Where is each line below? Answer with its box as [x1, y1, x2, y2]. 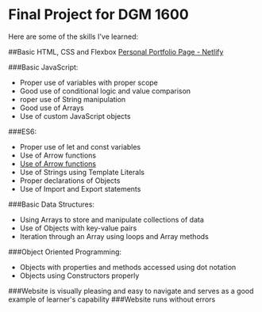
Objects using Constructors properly [19, 271, 140, 280]
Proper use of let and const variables [19, 142, 141, 151]
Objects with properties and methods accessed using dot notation [19, 262, 237, 272]
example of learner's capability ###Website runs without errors [8, 295, 216, 304]
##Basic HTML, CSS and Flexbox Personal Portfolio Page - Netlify [8, 47, 224, 56]
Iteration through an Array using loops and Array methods [19, 231, 209, 241]
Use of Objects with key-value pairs [19, 223, 137, 233]
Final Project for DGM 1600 [8, 6, 189, 24]
